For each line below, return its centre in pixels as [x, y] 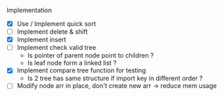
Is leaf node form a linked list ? [72, 63]
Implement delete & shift [52, 32]
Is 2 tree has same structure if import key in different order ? [115, 78]
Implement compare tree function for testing [81, 70]
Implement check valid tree [57, 48]
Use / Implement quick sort [56, 24]
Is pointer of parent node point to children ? [90, 56]
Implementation [29, 10]
